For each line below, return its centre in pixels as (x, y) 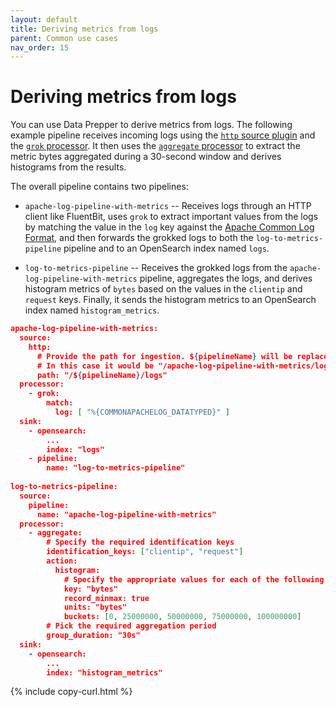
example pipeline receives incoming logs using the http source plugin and (163, 135)
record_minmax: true (106, 598)
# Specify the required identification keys (140, 542)
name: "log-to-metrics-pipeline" (116, 468)
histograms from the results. (68, 167)
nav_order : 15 (40, 47)
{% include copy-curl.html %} (71, 692)
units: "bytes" (95, 607)
